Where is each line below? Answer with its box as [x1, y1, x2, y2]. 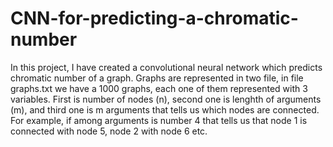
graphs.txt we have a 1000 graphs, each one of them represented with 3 [10, 82, 308, 94]
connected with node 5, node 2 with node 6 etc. [10, 125, 208, 137]
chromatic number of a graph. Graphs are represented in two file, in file [10, 72, 304, 84]
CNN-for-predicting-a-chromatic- [10, 7, 299, 30]
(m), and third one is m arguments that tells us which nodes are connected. [10, 103, 320, 116]
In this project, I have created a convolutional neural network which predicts [10, 61, 323, 73]
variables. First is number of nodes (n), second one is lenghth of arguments [10, 93, 322, 105]
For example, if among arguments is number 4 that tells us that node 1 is [10, 114, 308, 126]
